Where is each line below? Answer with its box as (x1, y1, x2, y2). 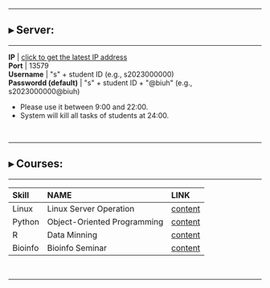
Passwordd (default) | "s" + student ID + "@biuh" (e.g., (8, 77, 193, 88)
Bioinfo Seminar (47, 242, 107, 253)
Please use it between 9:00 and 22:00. (19, 101, 149, 112)
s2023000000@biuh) (8, 86, 80, 96)
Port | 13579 (8, 60, 50, 70)
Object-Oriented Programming (47, 216, 164, 227)
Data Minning (47, 229, 98, 241)
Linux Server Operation (47, 203, 135, 214)
